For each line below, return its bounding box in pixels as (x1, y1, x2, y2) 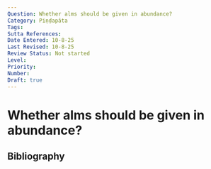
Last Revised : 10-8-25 (7, 43, 74, 50)
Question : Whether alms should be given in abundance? (7, 10, 173, 18)
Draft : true (7, 76, 42, 84)
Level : (7, 57, 27, 64)
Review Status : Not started (7, 50, 91, 58)
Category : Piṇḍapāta (7, 17, 69, 24)
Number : (7, 70, 30, 77)
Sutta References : (7, 30, 62, 38)
